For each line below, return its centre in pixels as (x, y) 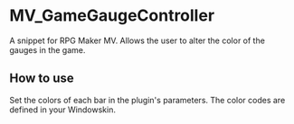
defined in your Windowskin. (62, 110)
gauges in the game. (47, 49)
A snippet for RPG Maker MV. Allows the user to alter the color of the (137, 40)
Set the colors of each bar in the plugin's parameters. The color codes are (147, 100)
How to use (42, 79)
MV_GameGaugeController (112, 16)
